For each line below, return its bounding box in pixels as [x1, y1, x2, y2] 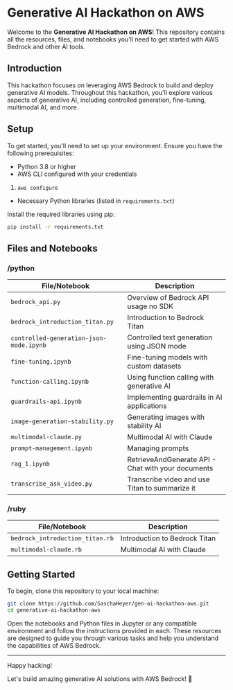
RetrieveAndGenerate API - [127, 455, 217, 465]
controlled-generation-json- [10, 335, 107, 342]
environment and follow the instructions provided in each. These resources [7, 626, 222, 635]
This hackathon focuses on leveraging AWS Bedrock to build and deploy [7, 81, 214, 89]
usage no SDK [127, 301, 174, 311]
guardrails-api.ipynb [10, 398, 82, 406]
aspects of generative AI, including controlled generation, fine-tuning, [7, 96, 207, 104]
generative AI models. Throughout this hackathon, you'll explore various [7, 88, 214, 96]
